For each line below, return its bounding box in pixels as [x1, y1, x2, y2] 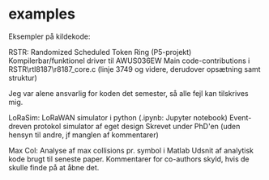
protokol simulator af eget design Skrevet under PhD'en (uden [33, 121, 241, 131]
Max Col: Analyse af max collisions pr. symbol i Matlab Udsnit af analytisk [8, 145, 254, 155]
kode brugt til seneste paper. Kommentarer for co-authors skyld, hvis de [8, 154, 250, 164]
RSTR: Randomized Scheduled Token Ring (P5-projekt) [8, 47, 192, 57]
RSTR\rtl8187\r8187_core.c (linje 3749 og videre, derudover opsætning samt [8, 64, 261, 73]
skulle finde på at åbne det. [8, 162, 100, 172]
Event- [229, 112, 252, 122]
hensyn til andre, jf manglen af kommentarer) [8, 130, 160, 140]
